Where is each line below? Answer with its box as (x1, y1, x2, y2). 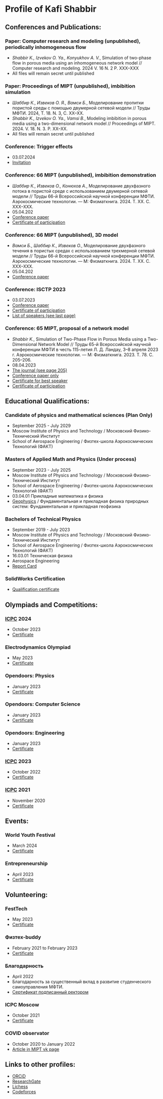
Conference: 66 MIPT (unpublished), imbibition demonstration (5, 172, 156, 179)
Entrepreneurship (5, 860, 48, 867)
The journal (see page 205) (12, 367, 67, 373)
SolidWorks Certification (5, 575, 65, 582)
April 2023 (12, 871, 34, 877)
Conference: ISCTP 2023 (5, 286, 66, 293)
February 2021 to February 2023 (12, 945, 78, 951)
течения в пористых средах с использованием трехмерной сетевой (12, 248, 155, 254)
